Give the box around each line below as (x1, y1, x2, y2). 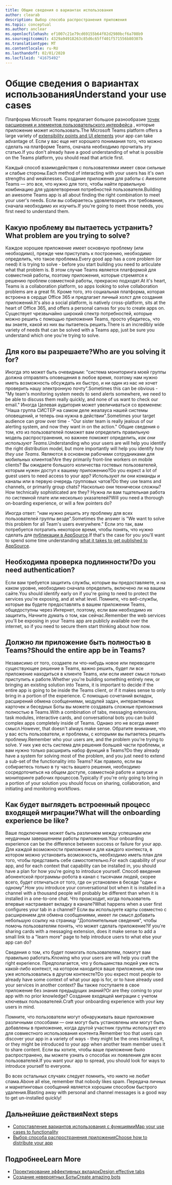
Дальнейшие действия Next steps (5, 1109, 119, 1119)
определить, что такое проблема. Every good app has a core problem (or (5, 256, 162, 262)
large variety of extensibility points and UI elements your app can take (5, 133, 153, 139)
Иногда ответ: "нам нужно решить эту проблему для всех (5, 510, 133, 516)
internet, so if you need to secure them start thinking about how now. (5, 623, 151, 629)
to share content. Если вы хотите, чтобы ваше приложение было (5, 1047, 145, 1053)
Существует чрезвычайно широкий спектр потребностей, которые (5, 311, 153, 317)
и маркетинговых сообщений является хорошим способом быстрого (5, 1084, 157, 1090)
